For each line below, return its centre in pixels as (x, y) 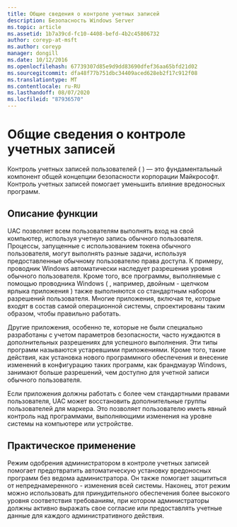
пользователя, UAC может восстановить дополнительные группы (107, 401)
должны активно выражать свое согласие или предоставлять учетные (115, 508)
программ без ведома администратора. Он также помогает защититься (117, 477)
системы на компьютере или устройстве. (70, 423)
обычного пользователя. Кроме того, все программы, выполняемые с (114, 276)
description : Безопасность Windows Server (71, 21)
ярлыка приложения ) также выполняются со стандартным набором (111, 291)
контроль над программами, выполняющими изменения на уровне (110, 416)
